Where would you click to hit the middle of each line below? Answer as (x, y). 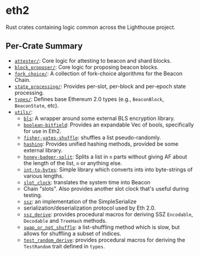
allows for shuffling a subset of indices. (72, 233)
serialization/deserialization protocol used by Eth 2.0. (89, 208)
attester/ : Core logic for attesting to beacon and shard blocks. (93, 60)
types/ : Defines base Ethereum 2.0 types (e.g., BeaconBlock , (89, 99)
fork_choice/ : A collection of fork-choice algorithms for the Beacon (98, 73)
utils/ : (23, 111)
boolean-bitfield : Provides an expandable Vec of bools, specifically (108, 125)
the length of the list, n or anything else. (73, 163)
